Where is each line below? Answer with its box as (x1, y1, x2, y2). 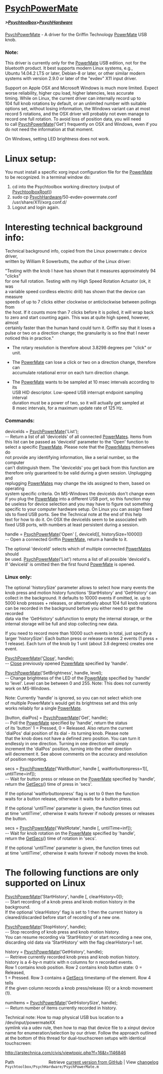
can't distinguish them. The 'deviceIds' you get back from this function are (5, 464, 155, 471)
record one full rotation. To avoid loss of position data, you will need (5, 116, 141, 122)
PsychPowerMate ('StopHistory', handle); (5, 924, 87, 930)
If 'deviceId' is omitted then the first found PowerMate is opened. (5, 561, 135, 567)
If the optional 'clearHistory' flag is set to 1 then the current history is (5, 909, 143, 915)
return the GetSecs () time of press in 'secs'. (5, 781, 92, 787)
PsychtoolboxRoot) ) (12, 189, 52, 195)
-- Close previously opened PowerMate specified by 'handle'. (5, 660, 128, 666)
